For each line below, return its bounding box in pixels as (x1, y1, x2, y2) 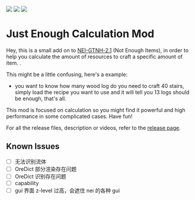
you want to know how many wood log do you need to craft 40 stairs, (14, 82, 185, 89)
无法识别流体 (14, 158, 46, 165)
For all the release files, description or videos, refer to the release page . (6, 124, 181, 131)
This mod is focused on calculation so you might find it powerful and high (6, 106, 186, 113)
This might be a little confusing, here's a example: (6, 71, 128, 78)
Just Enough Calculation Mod (6, 27, 155, 41)
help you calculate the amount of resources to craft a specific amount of (6, 53, 183, 60)
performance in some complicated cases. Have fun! (6, 113, 133, 120)
